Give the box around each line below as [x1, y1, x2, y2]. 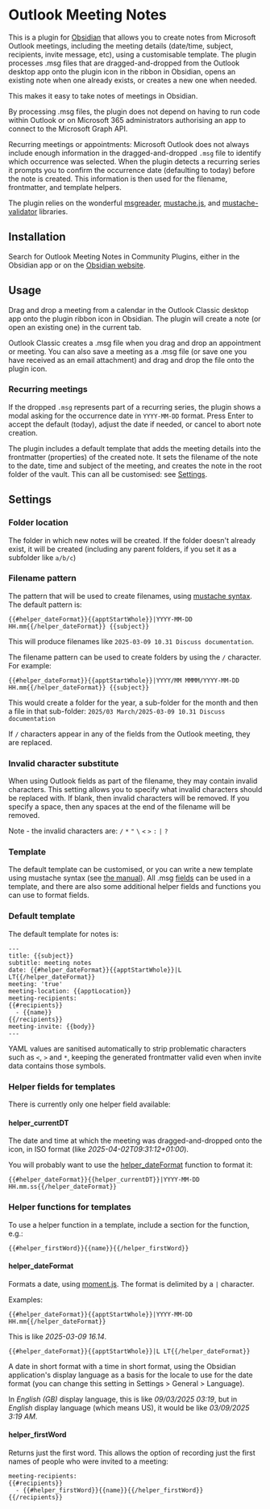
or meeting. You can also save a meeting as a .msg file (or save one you [8, 346, 247, 356]
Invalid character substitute [8, 757, 119, 769]
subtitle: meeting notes [8, 959, 92, 967]
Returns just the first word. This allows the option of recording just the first [8, 1448, 255, 1457]
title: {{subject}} [8, 951, 74, 959]
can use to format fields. [8, 891, 90, 900]
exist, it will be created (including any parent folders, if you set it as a [8, 544, 237, 554]
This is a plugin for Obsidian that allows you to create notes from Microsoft [8, 32, 256, 42]
